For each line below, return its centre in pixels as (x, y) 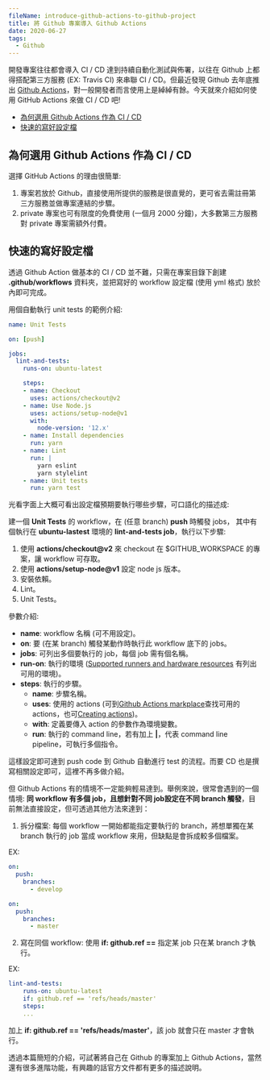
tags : (17, 38)
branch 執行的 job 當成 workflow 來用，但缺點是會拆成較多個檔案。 (131, 836)
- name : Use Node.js (57, 405)
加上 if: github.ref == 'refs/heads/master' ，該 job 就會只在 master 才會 (128, 1030)
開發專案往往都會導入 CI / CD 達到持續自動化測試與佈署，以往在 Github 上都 (134, 70)
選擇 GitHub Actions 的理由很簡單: (65, 176)
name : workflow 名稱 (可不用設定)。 (80, 633)
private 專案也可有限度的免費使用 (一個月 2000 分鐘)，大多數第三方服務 (139, 213)
